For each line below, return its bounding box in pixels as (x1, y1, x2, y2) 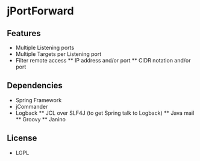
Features (7, 28, 41, 38)
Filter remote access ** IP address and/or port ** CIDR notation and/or (15, 57, 192, 64)
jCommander (15, 103, 48, 110)
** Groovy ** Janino (15, 115, 66, 123)
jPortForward (7, 4, 74, 18)
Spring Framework (15, 96, 62, 103)
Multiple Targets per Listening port (15, 50, 102, 58)
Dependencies (7, 80, 63, 91)
